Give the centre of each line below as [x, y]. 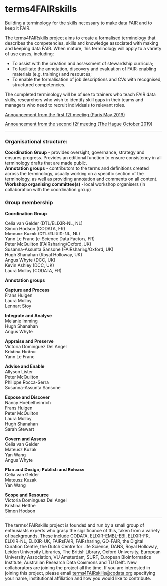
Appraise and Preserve [29, 341]
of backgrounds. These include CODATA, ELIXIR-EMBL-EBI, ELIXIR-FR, [78, 536]
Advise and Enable [25, 366]
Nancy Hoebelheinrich [28, 402]
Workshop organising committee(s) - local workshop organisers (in [75, 184]
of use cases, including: [30, 54]
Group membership [29, 203]
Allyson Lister [19, 371]
